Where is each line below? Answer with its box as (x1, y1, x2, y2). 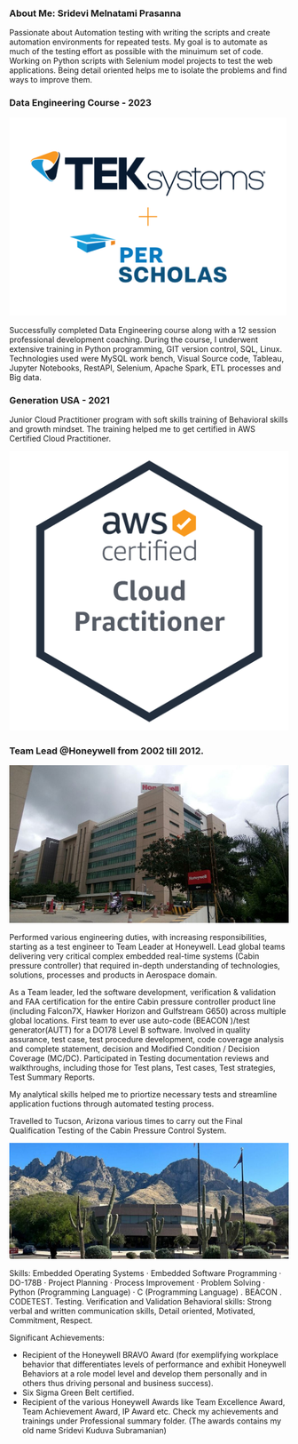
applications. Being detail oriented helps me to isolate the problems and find (9, 65, 287, 76)
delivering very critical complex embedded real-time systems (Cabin (9, 950, 260, 961)
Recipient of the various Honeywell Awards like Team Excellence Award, (21, 1396, 286, 1407)
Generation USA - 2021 (9, 394, 111, 406)
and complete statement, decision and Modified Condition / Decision (9, 1043, 260, 1054)
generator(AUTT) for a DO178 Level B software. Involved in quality (9, 1025, 251, 1035)
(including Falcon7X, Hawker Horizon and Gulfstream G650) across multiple (9, 1005, 286, 1016)
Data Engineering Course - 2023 (9, 97, 153, 109)
